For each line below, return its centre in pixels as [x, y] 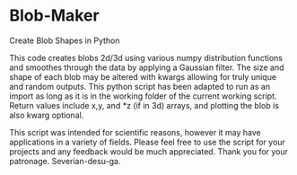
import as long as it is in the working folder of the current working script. [143, 96]
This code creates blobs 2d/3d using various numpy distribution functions [146, 57]
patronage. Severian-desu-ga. [65, 161]
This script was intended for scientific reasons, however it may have [135, 132]
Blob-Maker [55, 16]
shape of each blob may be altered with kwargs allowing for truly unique [143, 76]
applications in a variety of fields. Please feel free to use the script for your [147, 142]
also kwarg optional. [47, 115]
